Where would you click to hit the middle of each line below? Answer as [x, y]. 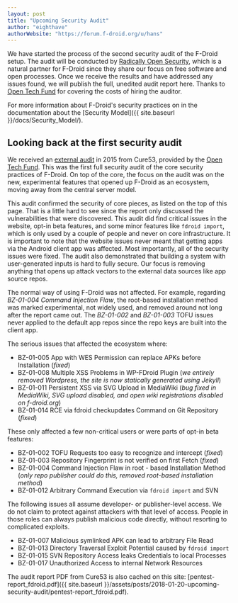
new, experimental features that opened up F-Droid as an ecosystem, [109, 182]
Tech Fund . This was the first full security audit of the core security [106, 167]
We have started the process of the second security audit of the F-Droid [113, 54]
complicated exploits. [39, 527]
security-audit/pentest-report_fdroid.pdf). [68, 592]
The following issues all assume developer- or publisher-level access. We [114, 505]
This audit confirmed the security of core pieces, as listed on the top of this [117, 203]
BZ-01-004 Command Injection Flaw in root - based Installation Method [121, 468]
